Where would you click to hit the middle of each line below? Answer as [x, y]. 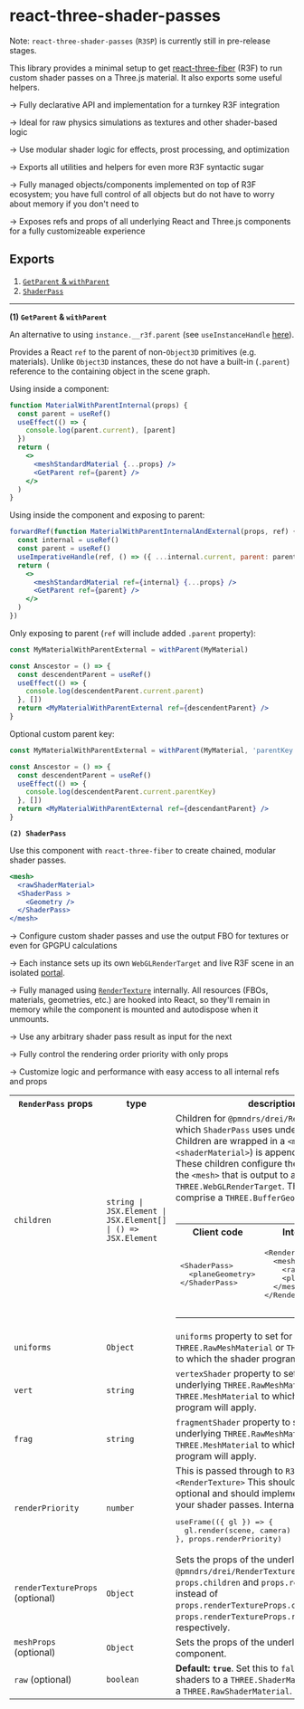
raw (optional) [43, 1680]
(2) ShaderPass [38, 834]
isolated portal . [37, 973]
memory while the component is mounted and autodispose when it [134, 1009]
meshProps [35, 1642]
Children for [200, 1119]
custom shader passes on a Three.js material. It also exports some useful [146, 77]
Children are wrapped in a [230, 1141]
